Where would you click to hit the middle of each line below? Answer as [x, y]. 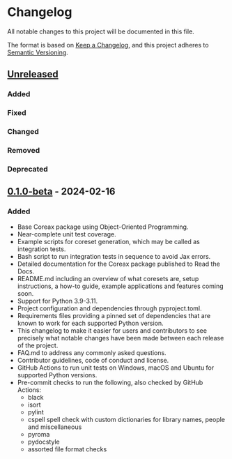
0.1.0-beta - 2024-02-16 [61, 191]
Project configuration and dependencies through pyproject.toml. [109, 308]
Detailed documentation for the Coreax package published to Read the [119, 264]
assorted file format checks [67, 449]
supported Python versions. [57, 375]
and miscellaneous [55, 427]
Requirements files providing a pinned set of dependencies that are [114, 315]
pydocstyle [44, 442]
